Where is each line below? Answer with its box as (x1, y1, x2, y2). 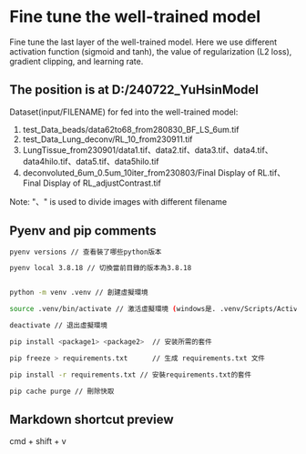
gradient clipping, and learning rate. (9, 55, 144, 66)
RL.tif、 (257, 166, 285, 178)
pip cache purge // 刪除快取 (9, 387, 115, 396)
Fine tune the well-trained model (9, 6, 261, 27)
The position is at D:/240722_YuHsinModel (9, 82, 260, 97)
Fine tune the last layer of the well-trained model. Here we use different (9, 36, 278, 47)
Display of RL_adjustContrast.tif (42, 177, 161, 188)
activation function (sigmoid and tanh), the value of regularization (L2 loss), (9, 45, 292, 56)
